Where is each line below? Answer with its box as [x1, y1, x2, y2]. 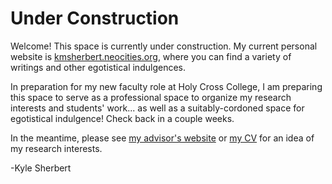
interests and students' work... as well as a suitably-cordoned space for [10, 102, 305, 114]
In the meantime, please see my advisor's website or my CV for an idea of [10, 132, 315, 144]
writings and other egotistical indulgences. [10, 61, 186, 73]
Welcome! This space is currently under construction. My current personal [10, 40, 318, 52]
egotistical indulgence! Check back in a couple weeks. [10, 112, 235, 124]
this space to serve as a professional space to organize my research [10, 91, 292, 103]
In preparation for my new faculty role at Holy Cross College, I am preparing [10, 80, 323, 92]
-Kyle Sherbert [10, 162, 72, 174]
